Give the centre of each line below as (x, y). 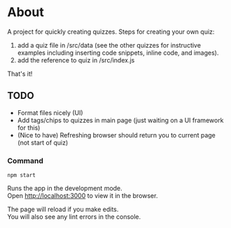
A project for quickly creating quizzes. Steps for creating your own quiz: (111, 32)
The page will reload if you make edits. (63, 209)
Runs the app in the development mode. (65, 188)
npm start (22, 175)
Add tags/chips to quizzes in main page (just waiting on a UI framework (120, 120)
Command (25, 161)
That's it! (20, 74)
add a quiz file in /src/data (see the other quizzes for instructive (109, 45)
